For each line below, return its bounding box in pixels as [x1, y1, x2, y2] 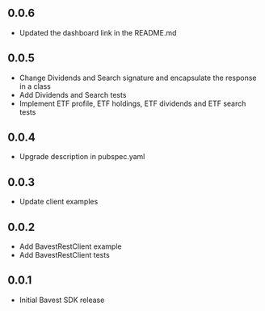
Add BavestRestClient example [19, 242, 122, 251]
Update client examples [19, 197, 99, 207]
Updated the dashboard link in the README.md [19, 27, 177, 37]
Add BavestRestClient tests [19, 250, 110, 260]
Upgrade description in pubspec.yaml [19, 152, 145, 162]
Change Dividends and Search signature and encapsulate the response [19, 73, 257, 82]
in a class [19, 81, 52, 91]
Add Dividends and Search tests [19, 90, 127, 99]
